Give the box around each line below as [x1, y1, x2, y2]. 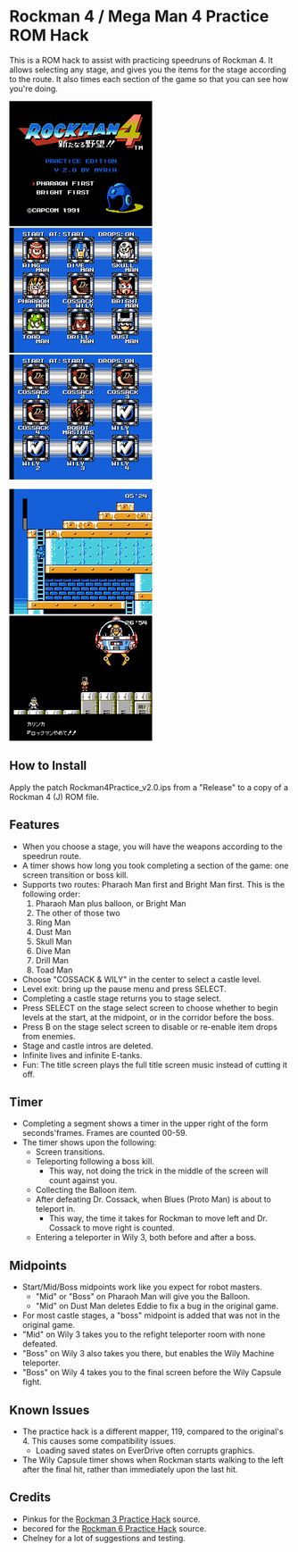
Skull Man [35, 936, 73, 947]
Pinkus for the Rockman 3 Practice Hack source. [21, 1514, 201, 1524]
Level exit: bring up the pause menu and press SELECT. [21, 983, 227, 994]
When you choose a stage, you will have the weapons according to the [21, 841, 283, 852]
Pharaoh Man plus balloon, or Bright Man [35, 897, 186, 908]
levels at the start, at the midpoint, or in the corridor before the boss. [21, 1012, 275, 1022]
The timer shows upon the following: [21, 1137, 157, 1148]
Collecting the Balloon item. [35, 1185, 137, 1196]
